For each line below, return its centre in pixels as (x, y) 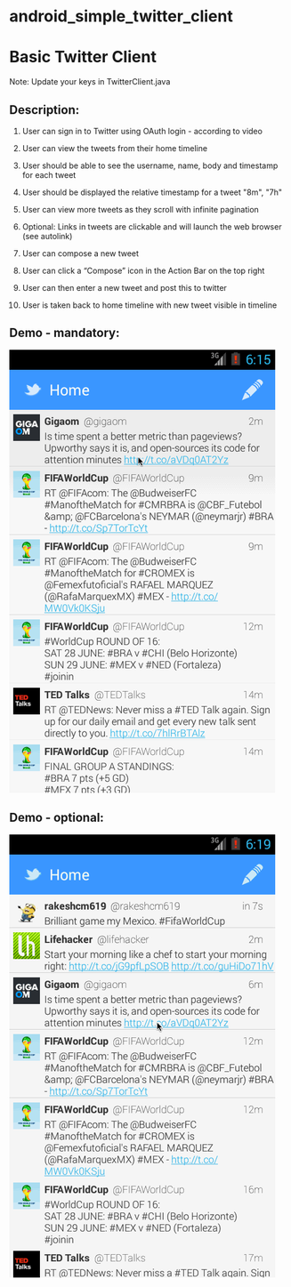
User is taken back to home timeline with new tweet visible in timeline (150, 305)
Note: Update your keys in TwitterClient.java (90, 82)
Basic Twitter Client (83, 57)
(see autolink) (47, 236)
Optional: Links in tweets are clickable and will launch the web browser (152, 226)
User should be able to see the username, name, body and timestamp (150, 165)
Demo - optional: (57, 818)
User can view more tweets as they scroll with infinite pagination (141, 209)
